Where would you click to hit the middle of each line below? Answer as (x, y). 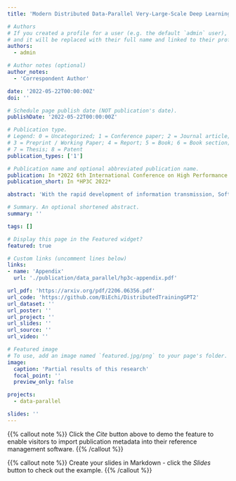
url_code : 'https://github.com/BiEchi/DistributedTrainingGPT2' (103, 297)
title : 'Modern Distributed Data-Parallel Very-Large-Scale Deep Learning (119, 14)
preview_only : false (44, 382)
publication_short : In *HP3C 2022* (59, 182)
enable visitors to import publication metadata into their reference (102, 442)
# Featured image (33, 349)
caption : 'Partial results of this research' (81, 369)
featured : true (29, 246)
